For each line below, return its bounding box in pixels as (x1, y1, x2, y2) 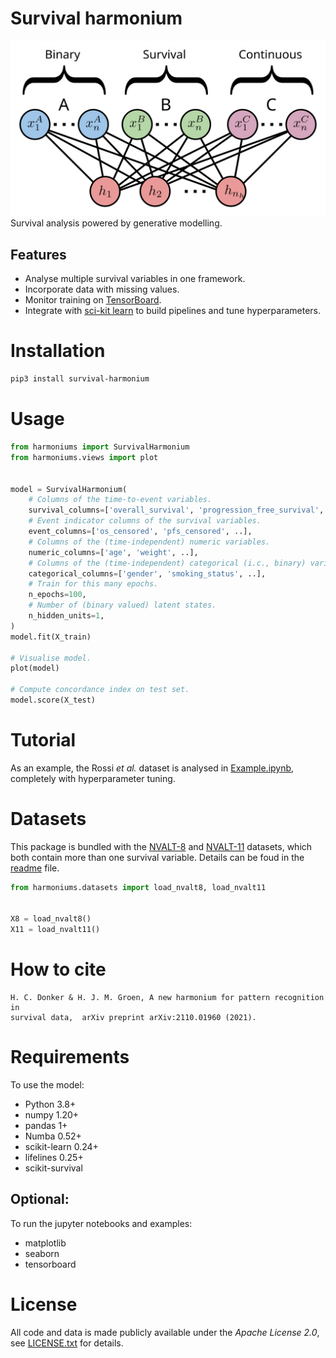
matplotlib (24, 1237, 67, 1249)
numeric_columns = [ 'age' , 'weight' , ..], (28, 547, 199, 557)
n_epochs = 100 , (28, 590, 87, 600)
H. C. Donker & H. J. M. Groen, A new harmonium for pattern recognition (10, 993, 325, 1003)
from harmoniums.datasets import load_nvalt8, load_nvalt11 (10, 882, 267, 892)
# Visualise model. (10, 653, 92, 663)
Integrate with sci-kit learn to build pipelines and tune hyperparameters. (24, 305, 322, 317)
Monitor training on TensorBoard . (24, 294, 162, 306)
